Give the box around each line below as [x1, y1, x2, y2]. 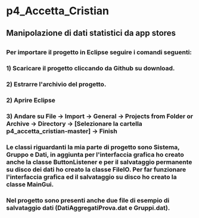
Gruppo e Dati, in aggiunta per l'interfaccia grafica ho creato [6, 150, 185, 158]
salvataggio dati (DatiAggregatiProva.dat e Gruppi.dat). [6, 204, 170, 212]
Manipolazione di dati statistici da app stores [6, 28, 176, 38]
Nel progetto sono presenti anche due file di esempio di [6, 196, 170, 204]
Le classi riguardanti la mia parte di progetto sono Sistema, [6, 143, 180, 151]
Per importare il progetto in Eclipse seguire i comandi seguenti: [6, 48, 192, 56]
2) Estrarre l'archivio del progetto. [6, 80, 107, 88]
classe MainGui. [6, 180, 54, 188]
